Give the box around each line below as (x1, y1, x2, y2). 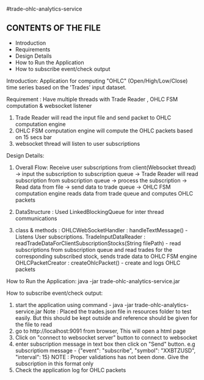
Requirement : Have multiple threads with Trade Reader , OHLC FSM (6, 95, 178, 103)
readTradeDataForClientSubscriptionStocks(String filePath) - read (15, 239, 181, 247)
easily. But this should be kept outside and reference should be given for (15, 314, 198, 321)
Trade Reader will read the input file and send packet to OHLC (15, 113, 172, 121)
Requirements (15, 45, 51, 53)
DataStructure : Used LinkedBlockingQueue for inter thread (15, 208, 164, 215)
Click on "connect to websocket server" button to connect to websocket (15, 333, 197, 341)
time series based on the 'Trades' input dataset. (6, 83, 127, 91)
